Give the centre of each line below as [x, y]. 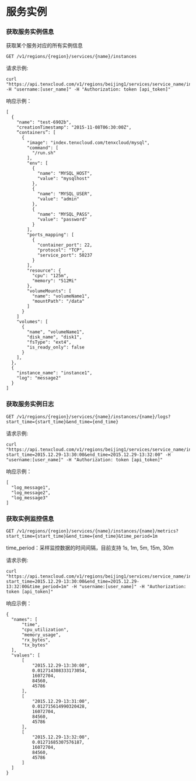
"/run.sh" [44, 153]
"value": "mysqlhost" [64, 179]
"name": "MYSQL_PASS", [65, 215]
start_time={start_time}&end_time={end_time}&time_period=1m [82, 536]
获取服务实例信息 [30, 32]
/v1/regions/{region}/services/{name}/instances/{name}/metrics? [98, 531]
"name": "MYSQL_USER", [65, 194]
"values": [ [26, 655]
